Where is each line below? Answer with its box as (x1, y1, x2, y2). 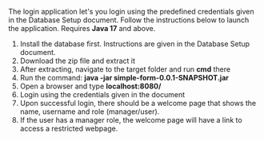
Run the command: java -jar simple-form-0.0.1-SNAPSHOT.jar (19, 73, 230, 82)
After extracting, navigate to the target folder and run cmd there (19, 65, 230, 74)
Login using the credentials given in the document (19, 90, 186, 99)
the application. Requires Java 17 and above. (8, 24, 156, 33)
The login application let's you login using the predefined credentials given (8, 7, 254, 16)
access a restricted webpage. (19, 123, 118, 133)
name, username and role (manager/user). (19, 107, 160, 116)
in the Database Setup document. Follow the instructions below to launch (8, 15, 250, 25)
